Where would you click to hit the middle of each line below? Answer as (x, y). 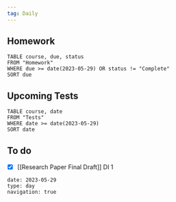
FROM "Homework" (30, 63)
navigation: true (32, 192)
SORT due (20, 75)
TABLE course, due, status (46, 57)
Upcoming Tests (43, 96)
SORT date (21, 130)
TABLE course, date (35, 112)
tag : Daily (23, 13)
